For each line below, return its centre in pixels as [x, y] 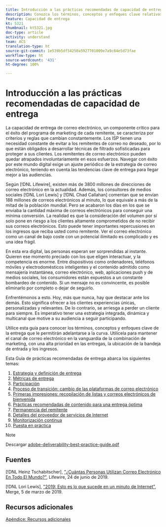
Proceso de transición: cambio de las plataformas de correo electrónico [85, 389]
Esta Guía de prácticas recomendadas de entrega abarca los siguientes [78, 358]
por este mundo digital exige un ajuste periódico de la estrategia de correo [81, 164]
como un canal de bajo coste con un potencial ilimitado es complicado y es [82, 237]
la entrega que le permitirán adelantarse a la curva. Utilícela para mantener [82, 333]
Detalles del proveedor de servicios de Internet [60, 415]
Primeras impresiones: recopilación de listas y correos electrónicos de [84, 394]
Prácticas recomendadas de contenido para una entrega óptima [77, 404]
